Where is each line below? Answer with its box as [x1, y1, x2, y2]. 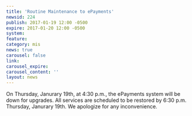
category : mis [6, 42, 41, 48]
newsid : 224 [6, 14, 35, 20]
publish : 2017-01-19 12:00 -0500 [6, 19, 88, 25]
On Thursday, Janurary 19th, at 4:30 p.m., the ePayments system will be [6, 91, 181, 98]
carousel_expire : [6, 63, 49, 69]
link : [6, 58, 19, 64]
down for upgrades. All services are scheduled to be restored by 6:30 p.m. [6, 97, 187, 104]
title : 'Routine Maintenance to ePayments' [6, 8, 114, 15]
